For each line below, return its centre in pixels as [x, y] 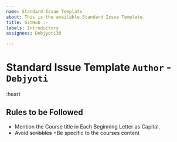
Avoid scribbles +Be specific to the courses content [77, 133]
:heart [13, 94]
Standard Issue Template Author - [89, 67]
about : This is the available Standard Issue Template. [76, 17]
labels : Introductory [33, 28]
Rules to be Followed [45, 112]
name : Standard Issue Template [44, 11]
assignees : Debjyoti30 [34, 33]
